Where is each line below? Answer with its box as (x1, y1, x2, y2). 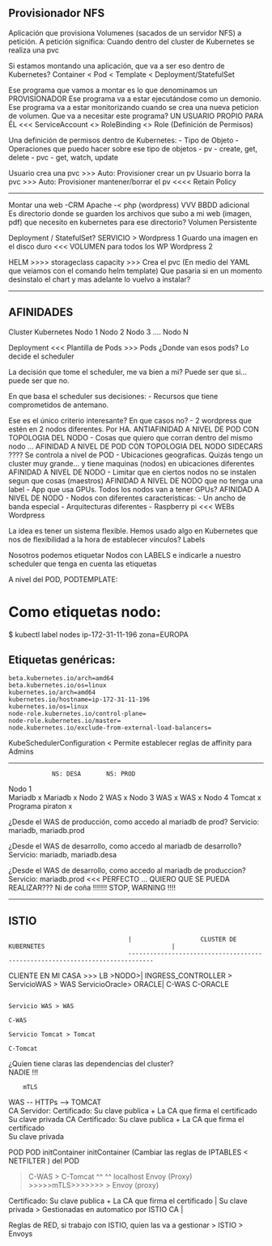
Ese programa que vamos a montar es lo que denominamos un (8, 85, 218, 95)
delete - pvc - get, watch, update (8, 152, 119, 162)
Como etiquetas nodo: (8, 602, 162, 621)
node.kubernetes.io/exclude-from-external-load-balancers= (8, 724, 212, 732)
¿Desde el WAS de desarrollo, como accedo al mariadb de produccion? (8, 865, 246, 875)
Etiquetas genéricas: (8, 653, 116, 666)
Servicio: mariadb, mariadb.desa (8, 850, 117, 860)
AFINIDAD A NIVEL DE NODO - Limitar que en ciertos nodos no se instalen (8, 467, 257, 477)
